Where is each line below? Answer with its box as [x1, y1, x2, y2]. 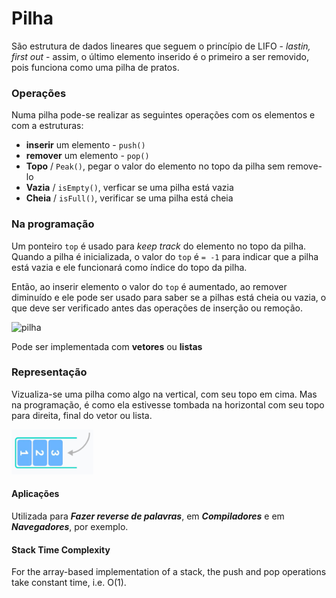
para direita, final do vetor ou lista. [11, 409, 153, 421]
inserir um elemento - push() [25, 139, 146, 151]
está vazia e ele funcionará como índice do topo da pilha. [11, 261, 248, 273]
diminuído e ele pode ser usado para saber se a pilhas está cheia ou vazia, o [11, 291, 327, 303]
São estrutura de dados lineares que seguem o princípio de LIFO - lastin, [11, 40, 311, 52]
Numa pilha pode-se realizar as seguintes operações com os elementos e [11, 109, 316, 121]
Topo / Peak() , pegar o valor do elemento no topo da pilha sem [25, 160, 286, 172]
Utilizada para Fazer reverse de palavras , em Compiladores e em [11, 510, 285, 522]
